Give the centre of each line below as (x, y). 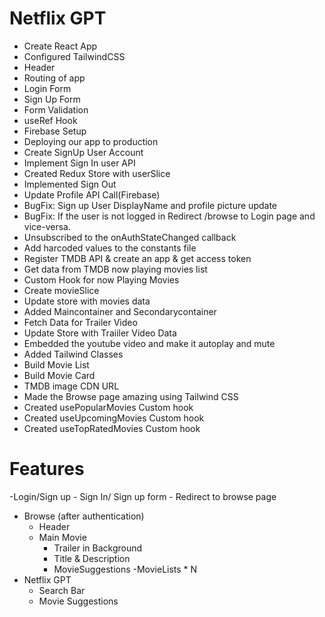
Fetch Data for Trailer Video (80, 322)
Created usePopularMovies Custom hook (108, 407)
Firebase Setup (55, 131)
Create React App (60, 46)
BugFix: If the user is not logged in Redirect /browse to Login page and (169, 216)
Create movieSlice (61, 290)
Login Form (47, 88)
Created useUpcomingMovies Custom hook (114, 418)
